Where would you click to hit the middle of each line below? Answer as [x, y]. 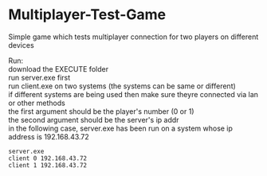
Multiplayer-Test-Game [87, 15]
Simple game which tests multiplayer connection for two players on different [133, 37]
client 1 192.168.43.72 [48, 165]
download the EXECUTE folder [59, 68]
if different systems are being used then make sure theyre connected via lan [133, 94]
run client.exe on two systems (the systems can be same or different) [122, 86]
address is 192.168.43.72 [49, 136]
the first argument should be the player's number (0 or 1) [101, 111]
